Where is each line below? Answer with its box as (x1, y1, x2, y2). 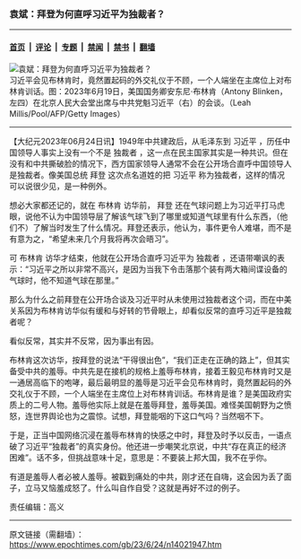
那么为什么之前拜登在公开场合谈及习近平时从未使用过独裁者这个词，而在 (9, 293, 276, 304)
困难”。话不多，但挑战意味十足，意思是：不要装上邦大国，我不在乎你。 (9, 451, 272, 463)
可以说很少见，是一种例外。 (9, 180, 112, 191)
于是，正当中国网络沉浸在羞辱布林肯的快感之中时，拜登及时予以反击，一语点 (9, 429, 292, 441)
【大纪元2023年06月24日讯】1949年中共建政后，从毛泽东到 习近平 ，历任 (9, 135, 283, 146)
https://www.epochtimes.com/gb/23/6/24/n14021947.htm (9, 538, 222, 549)
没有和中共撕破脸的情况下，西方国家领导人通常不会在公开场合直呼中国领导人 (9, 158, 292, 169)
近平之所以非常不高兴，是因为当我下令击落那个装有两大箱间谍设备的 (36, 263, 288, 275)
